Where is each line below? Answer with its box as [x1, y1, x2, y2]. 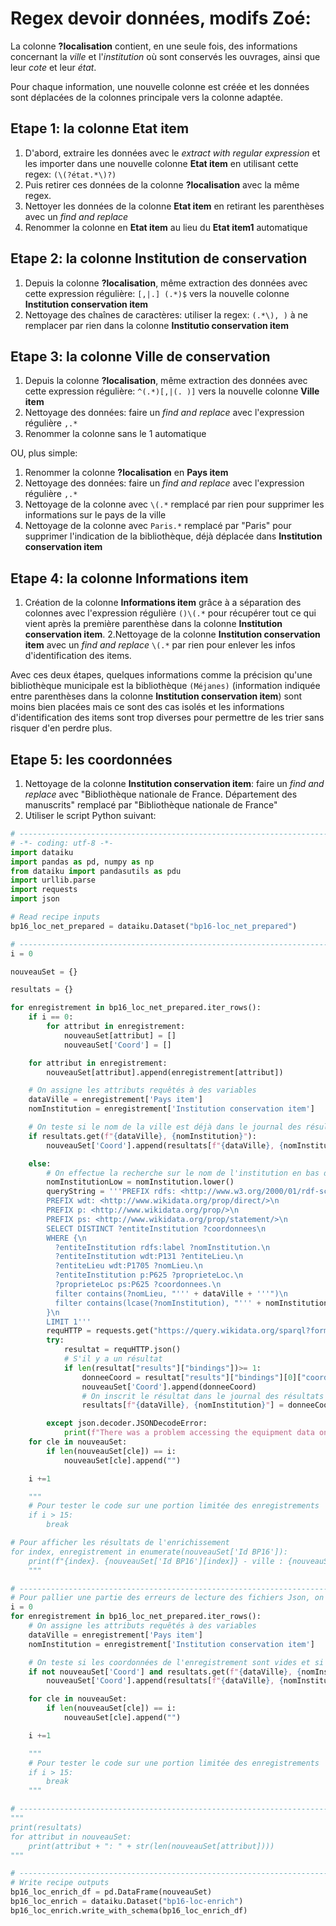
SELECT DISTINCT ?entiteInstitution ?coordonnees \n [46, 1223, 267, 1234]
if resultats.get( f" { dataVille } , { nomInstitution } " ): [28, 1131, 257, 1141]
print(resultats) [10, 1822, 83, 1832]
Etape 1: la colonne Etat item [10, 120, 190, 137]
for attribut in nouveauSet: [10, 1832, 132, 1842]
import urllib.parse [10, 875, 97, 886]
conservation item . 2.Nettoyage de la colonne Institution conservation [24, 628, 321, 641]
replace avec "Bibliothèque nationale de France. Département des [24, 788, 298, 800]
